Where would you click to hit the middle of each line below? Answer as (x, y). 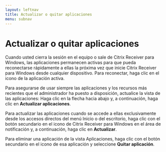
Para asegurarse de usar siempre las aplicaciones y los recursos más (76, 88)
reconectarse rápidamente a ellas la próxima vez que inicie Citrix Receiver (81, 68)
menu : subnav (19, 19)
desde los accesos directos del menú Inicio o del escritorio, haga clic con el (83, 119)
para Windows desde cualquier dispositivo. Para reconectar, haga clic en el (82, 73)
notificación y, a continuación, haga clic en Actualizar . (61, 129)
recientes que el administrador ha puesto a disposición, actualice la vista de (83, 93)
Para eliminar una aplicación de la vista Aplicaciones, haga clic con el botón (83, 139)
